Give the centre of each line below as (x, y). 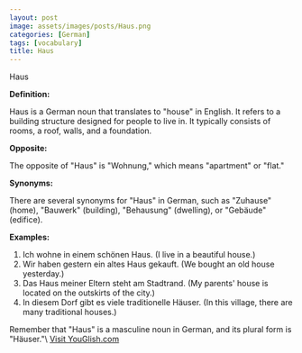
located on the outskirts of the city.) (89, 293)
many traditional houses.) (69, 312)
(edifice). (26, 220)
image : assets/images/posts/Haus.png (80, 26)
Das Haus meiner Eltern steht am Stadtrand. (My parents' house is (145, 284)
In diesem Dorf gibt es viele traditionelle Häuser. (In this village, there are (157, 303)
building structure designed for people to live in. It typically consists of (140, 122)
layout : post (34, 18)
